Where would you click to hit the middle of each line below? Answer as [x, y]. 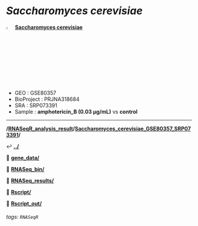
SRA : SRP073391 [36, 105]
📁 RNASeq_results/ [30, 181]
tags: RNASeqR [22, 217]
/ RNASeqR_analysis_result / [41, 129]
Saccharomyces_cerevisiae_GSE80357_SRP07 [133, 129]
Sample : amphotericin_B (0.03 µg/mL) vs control [76, 112]
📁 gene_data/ [23, 158]
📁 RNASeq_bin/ [25, 169]
